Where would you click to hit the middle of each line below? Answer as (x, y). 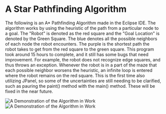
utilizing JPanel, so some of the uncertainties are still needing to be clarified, (83, 81)
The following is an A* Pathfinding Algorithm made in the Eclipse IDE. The (81, 23)
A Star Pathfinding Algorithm (66, 9)
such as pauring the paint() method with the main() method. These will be (80, 86)
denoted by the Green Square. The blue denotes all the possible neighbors (81, 39)
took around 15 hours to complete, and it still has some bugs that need (77, 54)
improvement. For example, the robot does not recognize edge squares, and (83, 59)
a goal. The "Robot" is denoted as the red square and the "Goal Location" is (83, 33)
